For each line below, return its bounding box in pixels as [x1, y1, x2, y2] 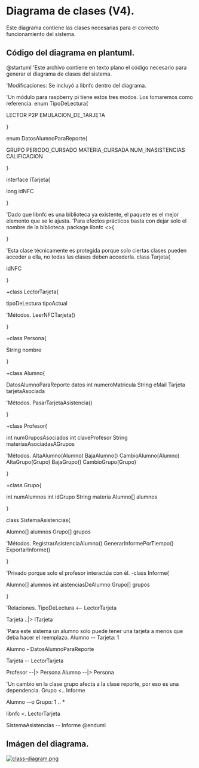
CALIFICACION [6, 152, 43, 160]
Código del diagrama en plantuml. [6, 48, 135, 58]
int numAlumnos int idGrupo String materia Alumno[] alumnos [6, 493, 158, 500]
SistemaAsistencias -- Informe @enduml [6, 721, 106, 728]
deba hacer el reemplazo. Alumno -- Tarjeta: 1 [6, 634, 120, 641]
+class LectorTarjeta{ [6, 288, 59, 295]
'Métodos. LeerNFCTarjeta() [6, 311, 76, 319]
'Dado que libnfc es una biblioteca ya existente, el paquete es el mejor [6, 211, 179, 218]
